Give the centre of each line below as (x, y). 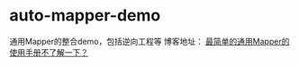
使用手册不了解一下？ (49, 52)
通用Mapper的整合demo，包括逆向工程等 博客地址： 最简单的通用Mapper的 (149, 41)
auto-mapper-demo (85, 16)
